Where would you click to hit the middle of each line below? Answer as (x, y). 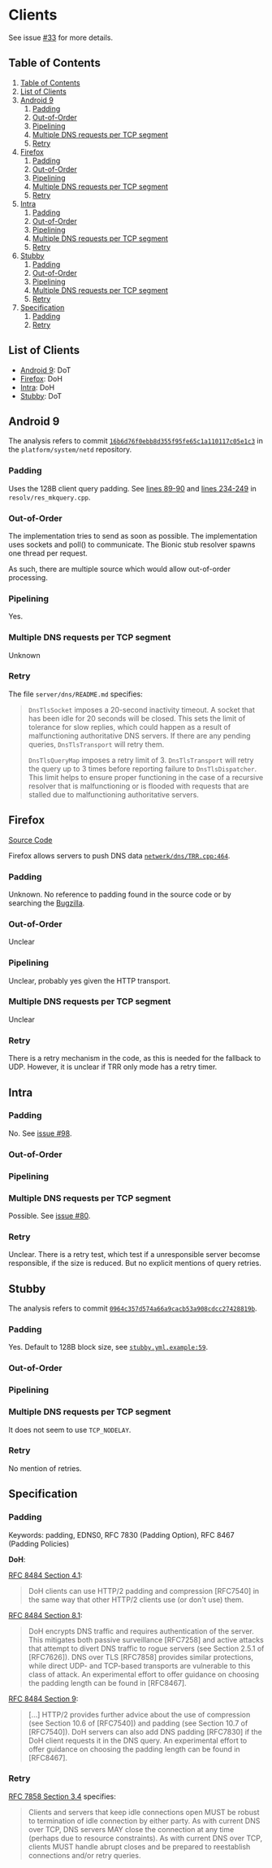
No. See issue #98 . (40, 1133)
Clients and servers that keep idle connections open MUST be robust (144, 1812)
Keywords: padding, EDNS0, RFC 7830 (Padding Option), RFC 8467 (121, 1534)
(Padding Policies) (39, 1543)
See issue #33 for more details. (61, 37)
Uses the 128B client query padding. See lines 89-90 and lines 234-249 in (133, 488)
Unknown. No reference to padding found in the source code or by (120, 894)
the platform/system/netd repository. (70, 450)
